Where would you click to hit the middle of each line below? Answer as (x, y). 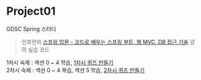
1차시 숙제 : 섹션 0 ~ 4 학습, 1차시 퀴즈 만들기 (60, 62)
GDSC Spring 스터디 (31, 29)
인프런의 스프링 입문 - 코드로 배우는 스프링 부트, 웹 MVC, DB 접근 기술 (105, 42)
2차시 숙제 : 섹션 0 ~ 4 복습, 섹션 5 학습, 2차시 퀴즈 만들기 (76, 70)
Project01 (31, 11)
